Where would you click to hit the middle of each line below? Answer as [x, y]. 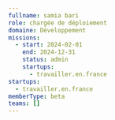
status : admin [45, 60]
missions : [24, 37]
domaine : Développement [47, 30]
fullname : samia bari [44, 15]
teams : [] [24, 103]
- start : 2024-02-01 [49, 45]
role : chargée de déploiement [58, 23]
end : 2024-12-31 [49, 52]
